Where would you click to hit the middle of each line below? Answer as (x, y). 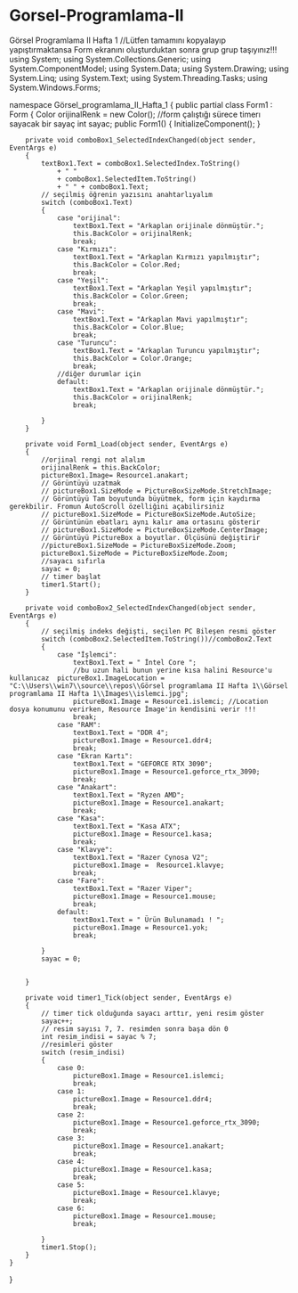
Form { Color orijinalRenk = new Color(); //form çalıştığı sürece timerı (135, 114)
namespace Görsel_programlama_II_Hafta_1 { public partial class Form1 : (141, 104)
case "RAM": (79, 724)
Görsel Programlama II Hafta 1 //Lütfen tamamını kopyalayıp (118, 40)
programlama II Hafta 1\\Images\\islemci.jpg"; (99, 693)
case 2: (71, 1115)
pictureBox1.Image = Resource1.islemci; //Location (170, 701)
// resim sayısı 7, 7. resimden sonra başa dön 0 (135, 1029)
